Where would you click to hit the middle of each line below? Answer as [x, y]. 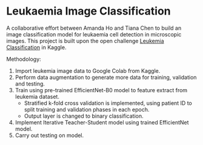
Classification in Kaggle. [36, 47]
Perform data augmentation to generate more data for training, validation [106, 77]
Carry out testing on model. [49, 135]
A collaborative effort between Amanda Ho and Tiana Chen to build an [94, 28]
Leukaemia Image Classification [88, 11]
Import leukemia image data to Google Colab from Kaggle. [88, 70]
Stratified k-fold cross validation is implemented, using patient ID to [108, 103]
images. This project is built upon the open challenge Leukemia [85, 41]
